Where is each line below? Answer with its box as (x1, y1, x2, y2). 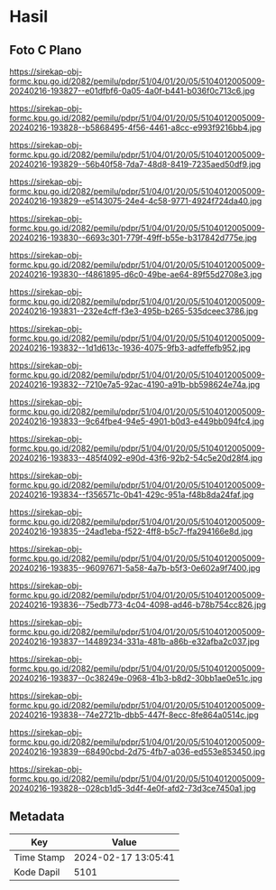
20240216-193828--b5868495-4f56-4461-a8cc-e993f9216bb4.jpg (9, 122, 262, 133)
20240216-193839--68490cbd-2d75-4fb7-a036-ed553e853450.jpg (9, 746, 266, 756)
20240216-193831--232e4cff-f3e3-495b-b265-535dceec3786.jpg (9, 305, 259, 316)
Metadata (9, 809, 65, 824)
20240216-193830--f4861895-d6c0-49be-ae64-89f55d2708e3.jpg (9, 269, 262, 279)
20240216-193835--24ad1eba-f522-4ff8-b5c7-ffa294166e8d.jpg (9, 526, 253, 537)
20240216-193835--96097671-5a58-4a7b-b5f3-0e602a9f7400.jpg (9, 563, 261, 573)
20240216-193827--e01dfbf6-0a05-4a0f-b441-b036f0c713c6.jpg (9, 86, 255, 96)
